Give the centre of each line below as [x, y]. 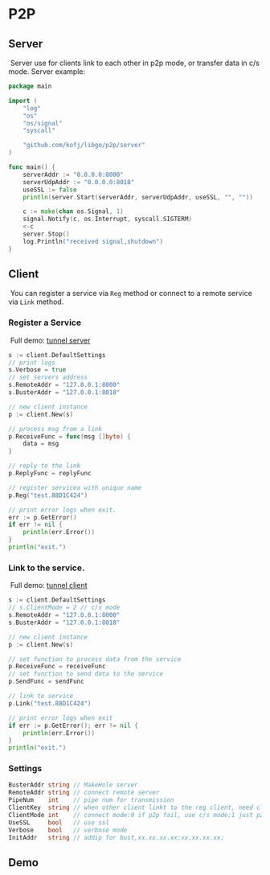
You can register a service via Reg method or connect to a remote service [131, 294]
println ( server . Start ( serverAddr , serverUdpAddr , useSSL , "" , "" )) [138, 197]
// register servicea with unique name [75, 487]
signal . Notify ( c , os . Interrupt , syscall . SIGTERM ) [108, 219]
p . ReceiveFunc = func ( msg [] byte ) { [70, 436]
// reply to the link [45, 466]
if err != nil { [35, 525]
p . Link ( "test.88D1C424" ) [50, 703]
